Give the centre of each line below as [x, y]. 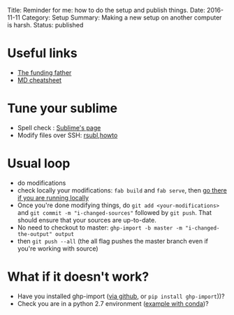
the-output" [35, 234]
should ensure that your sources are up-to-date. [87, 220]
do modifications [42, 183]
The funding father [44, 72]
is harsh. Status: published [45, 25]
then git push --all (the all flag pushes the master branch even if [112, 241]
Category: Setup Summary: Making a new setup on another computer [122, 17]
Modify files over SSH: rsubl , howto [67, 135]
